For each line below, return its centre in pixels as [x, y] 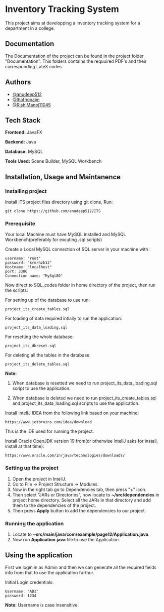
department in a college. [30, 28]
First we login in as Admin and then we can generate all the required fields [81, 567]
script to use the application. [41, 388]
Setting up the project [32, 468]
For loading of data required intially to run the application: [64, 318]
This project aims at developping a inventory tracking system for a [73, 23]
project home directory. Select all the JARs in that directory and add [82, 500]
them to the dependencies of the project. [54, 505]
